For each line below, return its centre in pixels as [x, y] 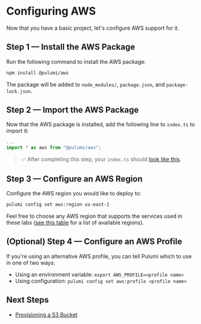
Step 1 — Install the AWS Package [71, 47]
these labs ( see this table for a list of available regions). [75, 222]
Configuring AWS [51, 11]
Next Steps [28, 300]
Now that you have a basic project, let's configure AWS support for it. [93, 28]
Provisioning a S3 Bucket [46, 314]
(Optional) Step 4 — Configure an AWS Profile [94, 242]
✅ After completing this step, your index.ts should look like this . [101, 160]
